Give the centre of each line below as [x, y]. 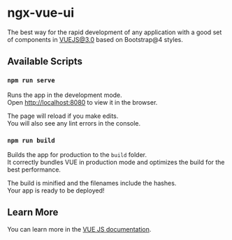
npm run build [31, 140]
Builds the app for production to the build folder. [77, 154]
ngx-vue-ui [41, 13]
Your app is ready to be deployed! [56, 190]
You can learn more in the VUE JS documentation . [79, 229]
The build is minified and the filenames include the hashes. [92, 183]
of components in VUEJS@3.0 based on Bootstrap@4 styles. [95, 39]
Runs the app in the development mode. [65, 95]
